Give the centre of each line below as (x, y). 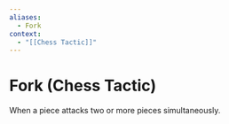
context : (25, 34)
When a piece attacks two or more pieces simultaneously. (115, 111)
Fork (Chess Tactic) (83, 86)
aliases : (25, 17)
